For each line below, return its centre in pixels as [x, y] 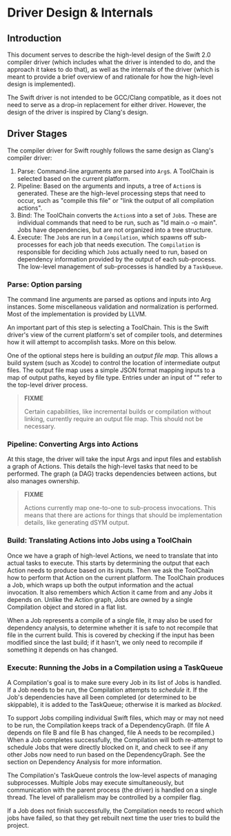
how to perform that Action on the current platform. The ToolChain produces [116, 577]
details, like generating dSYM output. [77, 523]
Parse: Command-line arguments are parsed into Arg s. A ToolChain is [115, 171]
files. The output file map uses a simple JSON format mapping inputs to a [111, 370]
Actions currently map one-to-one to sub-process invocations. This [120, 508]
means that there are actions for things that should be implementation [123, 515]
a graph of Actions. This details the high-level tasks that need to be [102, 467]
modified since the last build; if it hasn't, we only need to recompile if [105, 642]
